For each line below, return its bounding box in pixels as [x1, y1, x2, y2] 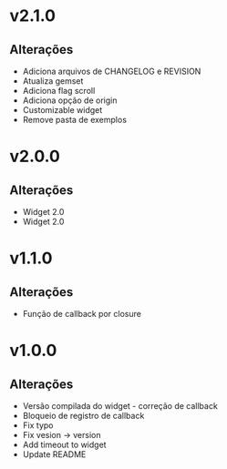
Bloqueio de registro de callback [22, 411, 145, 421]
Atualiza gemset [22, 76, 84, 87]
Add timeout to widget [22, 439, 107, 450]
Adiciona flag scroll [22, 86, 96, 96]
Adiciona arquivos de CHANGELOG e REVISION [22, 66, 201, 76]
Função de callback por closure [22, 309, 141, 319]
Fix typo [22, 420, 54, 431]
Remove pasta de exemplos [22, 115, 128, 125]
